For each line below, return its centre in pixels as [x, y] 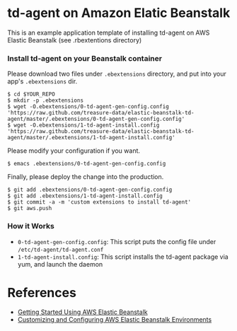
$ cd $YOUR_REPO [31, 94]
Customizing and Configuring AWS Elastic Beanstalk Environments [115, 320]
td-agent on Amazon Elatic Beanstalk [119, 13]
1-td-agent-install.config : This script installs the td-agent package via [123, 257]
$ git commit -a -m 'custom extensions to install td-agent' [99, 202]
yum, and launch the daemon [60, 264]
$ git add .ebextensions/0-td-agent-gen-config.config [90, 190]
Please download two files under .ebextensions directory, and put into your [117, 74]
